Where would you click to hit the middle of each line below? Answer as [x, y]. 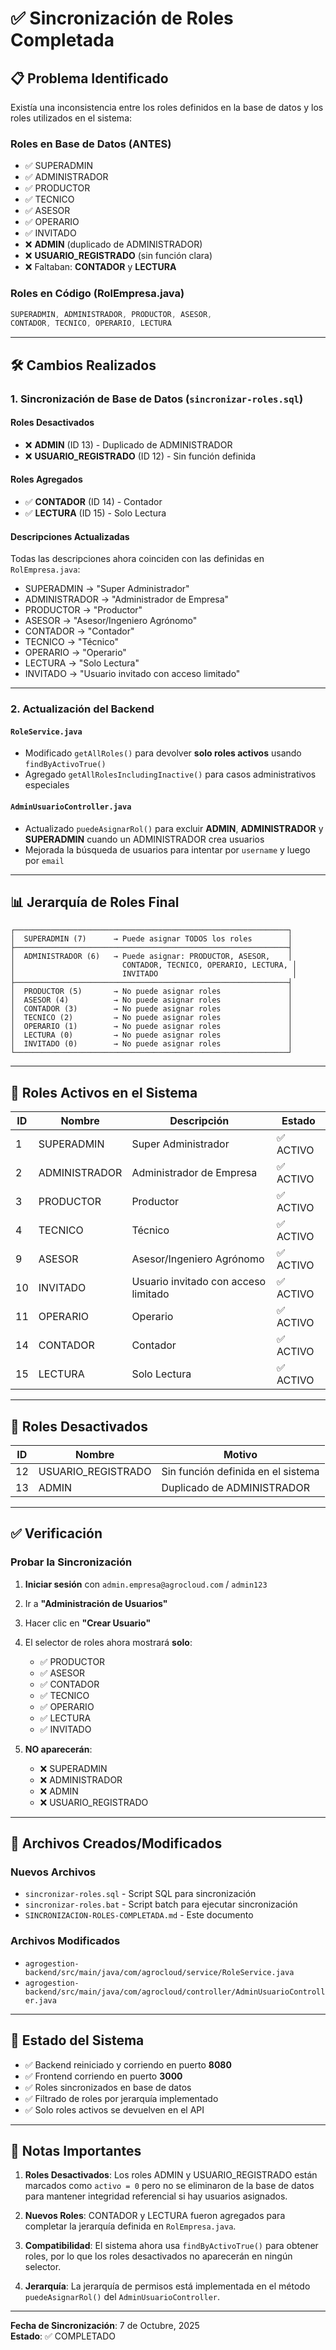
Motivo [240, 1455]
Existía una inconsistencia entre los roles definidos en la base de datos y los [167, 107]
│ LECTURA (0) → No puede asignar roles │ [151, 1035]
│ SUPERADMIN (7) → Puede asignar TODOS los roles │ [151, 939]
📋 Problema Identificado [89, 78]
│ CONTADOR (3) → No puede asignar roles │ [151, 1009]
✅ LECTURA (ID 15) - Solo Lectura [95, 513]
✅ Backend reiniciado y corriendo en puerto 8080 [128, 2064]
